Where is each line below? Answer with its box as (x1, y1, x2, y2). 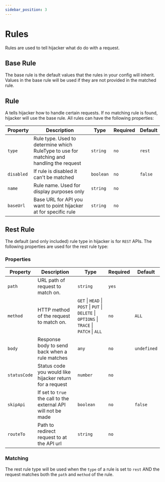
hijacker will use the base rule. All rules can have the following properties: (5, 115, 154, 121)
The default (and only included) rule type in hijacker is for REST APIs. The (5, 239, 152, 244)
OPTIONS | (77, 316, 98, 323)
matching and (33, 154, 65, 161)
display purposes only (33, 188, 84, 195)
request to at (37, 434, 67, 441)
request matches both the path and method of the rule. (5, 471, 114, 477)
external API (37, 401, 66, 408)
